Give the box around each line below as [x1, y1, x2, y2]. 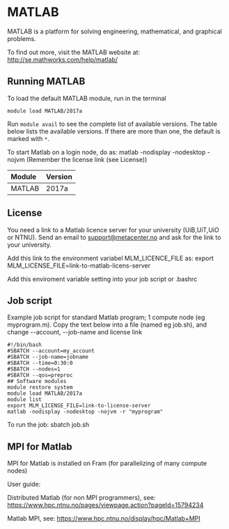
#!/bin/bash [7, 341, 42, 348]
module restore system [7, 384, 73, 391]
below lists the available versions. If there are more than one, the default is [7, 127, 221, 136]
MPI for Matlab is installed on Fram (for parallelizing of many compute [7, 459, 207, 468]
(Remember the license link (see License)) [26, 155, 148, 163]
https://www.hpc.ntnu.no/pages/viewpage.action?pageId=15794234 [7, 501, 204, 510]
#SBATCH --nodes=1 [7, 366, 61, 373]
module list [7, 396, 42, 403]
